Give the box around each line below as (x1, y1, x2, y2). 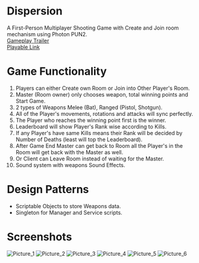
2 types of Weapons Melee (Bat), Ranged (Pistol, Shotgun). (15, 104, 163, 111)
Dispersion (7, 4, 63, 18)
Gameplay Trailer (7, 37, 49, 44)
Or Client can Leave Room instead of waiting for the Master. (15, 155, 165, 162)
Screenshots (7, 230, 72, 244)
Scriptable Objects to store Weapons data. (15, 202, 121, 209)
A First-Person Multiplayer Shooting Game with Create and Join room (7, 24, 179, 31)
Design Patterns (7, 183, 89, 197)
